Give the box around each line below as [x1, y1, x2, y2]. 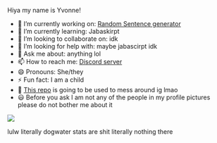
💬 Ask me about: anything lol [17, 49, 101, 58]
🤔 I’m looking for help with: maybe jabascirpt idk [17, 42, 158, 50]
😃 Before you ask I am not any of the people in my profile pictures [17, 93, 211, 101]
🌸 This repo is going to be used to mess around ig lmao [17, 86, 178, 94]
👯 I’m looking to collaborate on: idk [17, 35, 118, 43]
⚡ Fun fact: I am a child [17, 75, 85, 84]
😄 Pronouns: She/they [17, 68, 84, 76]
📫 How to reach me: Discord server [17, 58, 123, 66]
